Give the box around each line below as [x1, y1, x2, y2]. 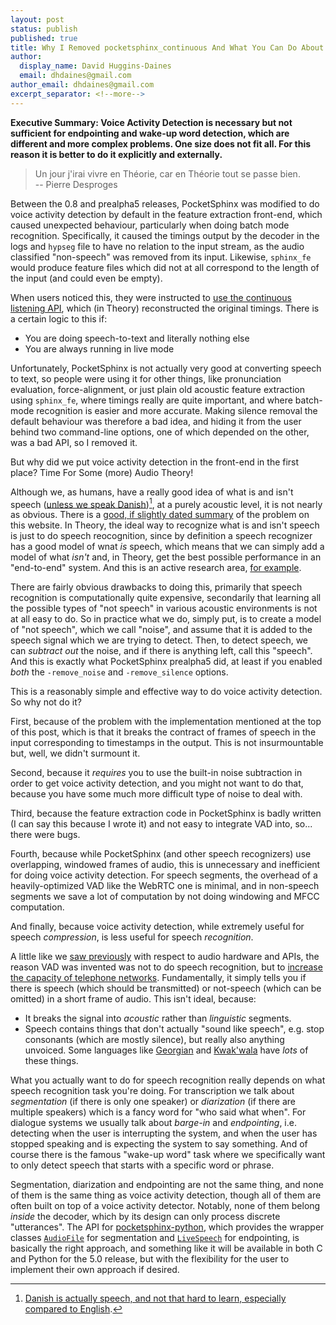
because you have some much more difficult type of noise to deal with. [10, 788, 303, 800]
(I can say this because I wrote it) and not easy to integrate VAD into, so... [10, 818, 313, 830]
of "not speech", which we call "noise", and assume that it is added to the [10, 624, 313, 636]
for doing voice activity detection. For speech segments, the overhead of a [10, 869, 318, 881]
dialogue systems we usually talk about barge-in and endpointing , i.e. [10, 1117, 297, 1129]
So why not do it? [10, 696, 82, 708]
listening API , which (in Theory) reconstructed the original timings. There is [10, 302, 320, 314]
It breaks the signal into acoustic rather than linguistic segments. [24, 1012, 292, 1025]
